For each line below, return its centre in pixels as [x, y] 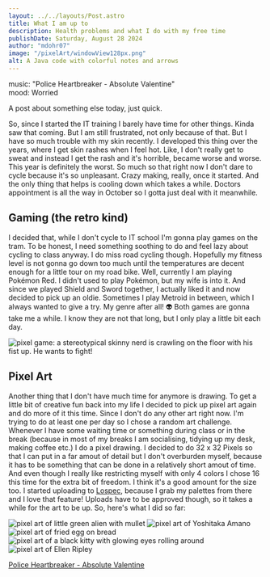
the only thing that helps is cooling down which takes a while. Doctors [124, 183]
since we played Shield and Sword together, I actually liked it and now [124, 288]
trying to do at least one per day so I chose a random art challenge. [120, 422]
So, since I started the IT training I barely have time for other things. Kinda [131, 124]
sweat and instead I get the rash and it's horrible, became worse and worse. [135, 158]
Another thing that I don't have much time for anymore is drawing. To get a [133, 396]
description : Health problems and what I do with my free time [117, 31]
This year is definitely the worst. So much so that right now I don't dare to [131, 166]
